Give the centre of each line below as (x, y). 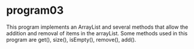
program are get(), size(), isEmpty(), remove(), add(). (71, 39)
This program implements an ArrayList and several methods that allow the (97, 27)
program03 (35, 10)
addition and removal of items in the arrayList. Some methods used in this (97, 33)
